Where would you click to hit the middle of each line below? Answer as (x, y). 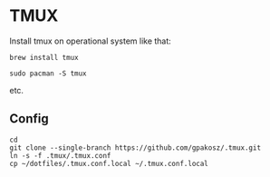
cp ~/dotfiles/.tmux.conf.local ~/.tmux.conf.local (109, 163)
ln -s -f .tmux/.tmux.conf (60, 155)
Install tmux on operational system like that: (91, 41)
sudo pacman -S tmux (48, 74)
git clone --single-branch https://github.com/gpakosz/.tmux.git (135, 147)
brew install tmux (44, 57)
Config (29, 119)
